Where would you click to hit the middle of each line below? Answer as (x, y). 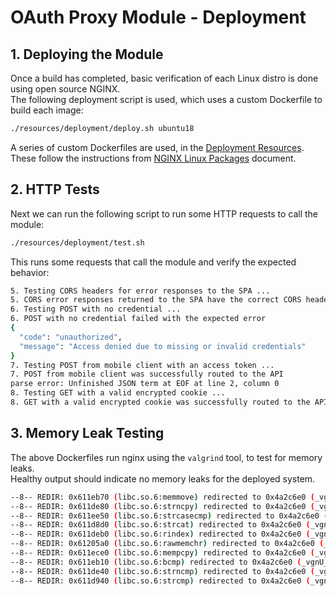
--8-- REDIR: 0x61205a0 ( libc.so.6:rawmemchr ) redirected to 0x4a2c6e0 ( (167, 544)
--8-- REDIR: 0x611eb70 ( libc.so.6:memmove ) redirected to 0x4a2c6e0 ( (162, 497)
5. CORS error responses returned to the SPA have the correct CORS (156, 300)
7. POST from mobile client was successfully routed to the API (147, 374)
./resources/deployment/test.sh (77, 242)
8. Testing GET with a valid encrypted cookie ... (118, 393)
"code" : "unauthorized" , (71, 337)
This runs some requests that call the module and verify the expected (153, 262)
